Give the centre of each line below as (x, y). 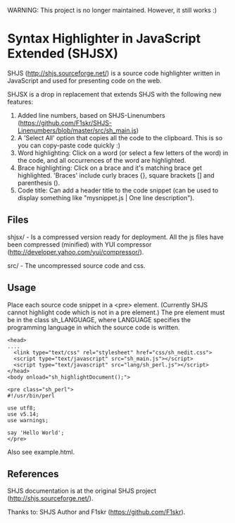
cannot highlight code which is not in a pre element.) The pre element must (116, 312)
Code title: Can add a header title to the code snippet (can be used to (118, 190)
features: (20, 101)
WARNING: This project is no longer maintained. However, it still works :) (112, 10)
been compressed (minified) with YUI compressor (80, 244)
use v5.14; (23, 414)
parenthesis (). (39, 183)
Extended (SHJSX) (63, 54)
